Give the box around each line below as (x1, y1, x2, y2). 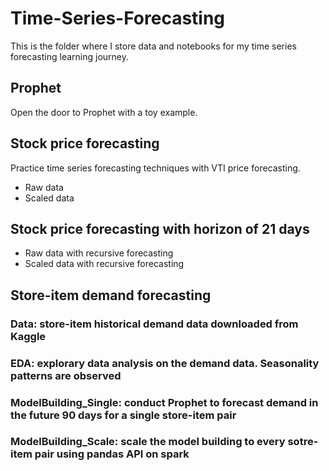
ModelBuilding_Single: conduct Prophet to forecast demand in (10, 395, 319, 409)
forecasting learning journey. (10, 50, 130, 62)
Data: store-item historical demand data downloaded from (10, 317, 299, 331)
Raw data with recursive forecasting (24, 247, 174, 259)
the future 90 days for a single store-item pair (10, 408, 237, 422)
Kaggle (10, 329, 47, 343)
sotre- (287, 435, 319, 449)
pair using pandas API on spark (34, 447, 190, 461)
